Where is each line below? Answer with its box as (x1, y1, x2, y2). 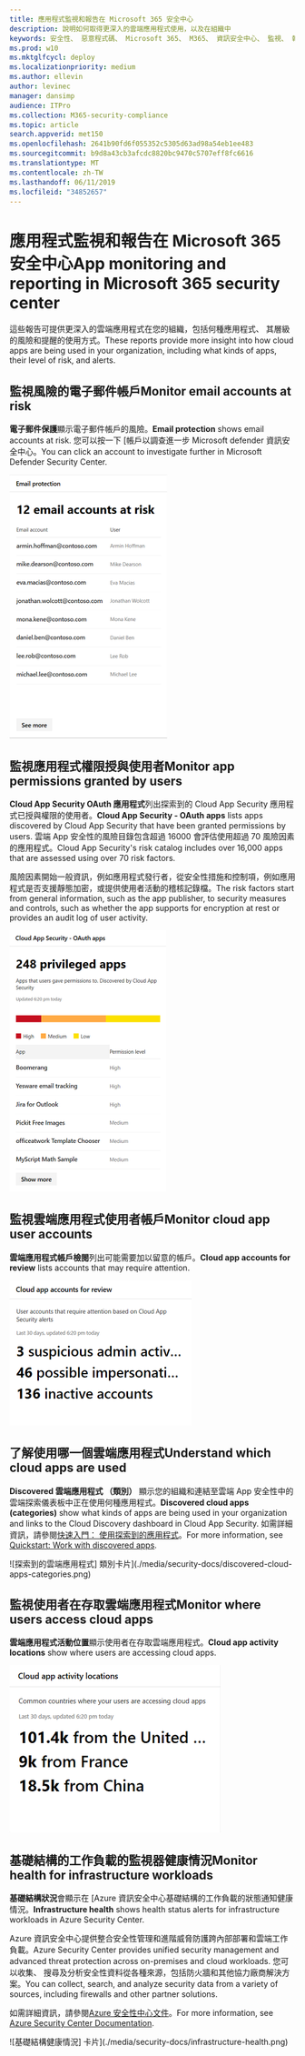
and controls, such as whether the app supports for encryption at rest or (9, 902, 280, 913)
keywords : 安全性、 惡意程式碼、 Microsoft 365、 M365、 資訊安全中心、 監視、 (9, 34, 289, 43)
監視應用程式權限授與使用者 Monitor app (9, 758, 235, 774)
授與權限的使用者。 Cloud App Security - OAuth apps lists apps (25, 809, 263, 820)
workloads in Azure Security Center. (9, 1914, 145, 1925)
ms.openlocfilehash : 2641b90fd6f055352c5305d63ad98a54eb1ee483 (9, 139, 254, 149)
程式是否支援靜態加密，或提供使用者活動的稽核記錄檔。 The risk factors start (9, 882, 295, 893)
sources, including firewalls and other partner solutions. (9, 1989, 218, 2000)
